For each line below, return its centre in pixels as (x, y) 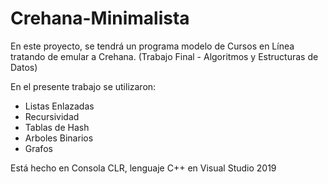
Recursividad (52, 116)
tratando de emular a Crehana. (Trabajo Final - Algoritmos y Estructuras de (164, 56)
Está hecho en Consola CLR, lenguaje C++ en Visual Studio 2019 (143, 168)
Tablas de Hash (57, 127)
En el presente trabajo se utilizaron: (83, 86)
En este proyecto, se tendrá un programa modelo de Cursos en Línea (152, 46)
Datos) (24, 67)
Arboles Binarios (59, 138)
